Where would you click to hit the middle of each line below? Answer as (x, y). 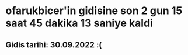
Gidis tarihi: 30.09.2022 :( (54, 45)
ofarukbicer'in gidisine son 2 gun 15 (94, 11)
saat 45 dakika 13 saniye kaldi (79, 23)
